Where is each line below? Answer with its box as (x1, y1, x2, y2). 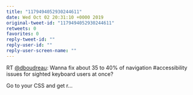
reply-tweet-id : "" (6, 36, 55, 42)
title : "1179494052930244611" (6, 8, 83, 15)
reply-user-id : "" (6, 42, 52, 48)
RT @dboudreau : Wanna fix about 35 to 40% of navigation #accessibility (6, 64, 188, 71)
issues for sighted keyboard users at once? (6, 70, 113, 78)
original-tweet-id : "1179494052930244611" (6, 20, 115, 26)
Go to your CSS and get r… (6, 82, 73, 89)
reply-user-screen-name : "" (6, 48, 77, 54)
